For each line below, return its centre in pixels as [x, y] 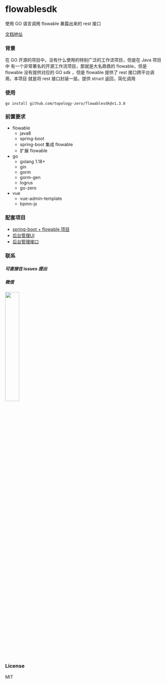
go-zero [28, 188]
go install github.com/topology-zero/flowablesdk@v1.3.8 [65, 103]
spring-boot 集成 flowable [46, 144]
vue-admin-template [41, 198]
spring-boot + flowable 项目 [41, 229]
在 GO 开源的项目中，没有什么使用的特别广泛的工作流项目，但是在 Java [78, 60]
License [15, 666]
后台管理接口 [25, 242]
